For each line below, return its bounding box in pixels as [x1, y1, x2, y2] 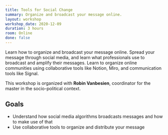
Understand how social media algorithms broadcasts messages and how [12, 113, 163, 119]
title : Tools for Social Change [5, 7, 73, 13]
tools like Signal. [5, 70, 39, 76]
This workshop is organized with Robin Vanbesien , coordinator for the [5, 80, 151, 86]
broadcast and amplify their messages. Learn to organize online [5, 60, 137, 66]
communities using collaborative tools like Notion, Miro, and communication [5, 65, 162, 71]
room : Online [5, 31, 33, 36]
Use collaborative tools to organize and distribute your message [12, 124, 145, 130]
